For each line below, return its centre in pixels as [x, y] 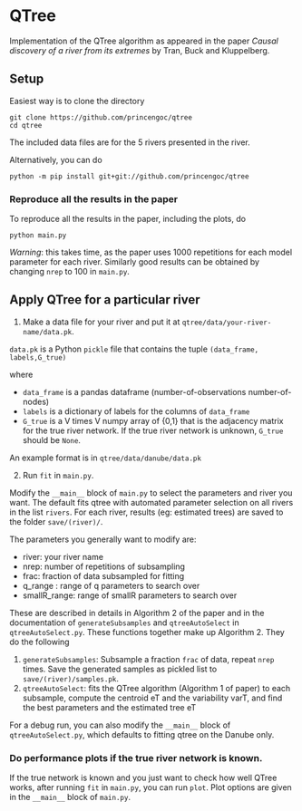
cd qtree [26, 125]
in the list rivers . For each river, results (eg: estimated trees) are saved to [146, 512]
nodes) [36, 401]
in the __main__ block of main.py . [70, 797]
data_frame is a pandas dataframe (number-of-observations [134, 391]
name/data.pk [47, 332]
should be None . [52, 439]
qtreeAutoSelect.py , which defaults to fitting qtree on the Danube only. [142, 734]
